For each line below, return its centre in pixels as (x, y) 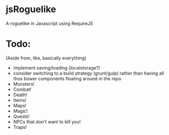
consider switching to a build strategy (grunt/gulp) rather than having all (89, 73)
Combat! (22, 89)
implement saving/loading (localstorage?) (57, 68)
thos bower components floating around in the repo (67, 78)
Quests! (21, 116)
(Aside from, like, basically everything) (46, 58)
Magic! (20, 111)
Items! (20, 100)
